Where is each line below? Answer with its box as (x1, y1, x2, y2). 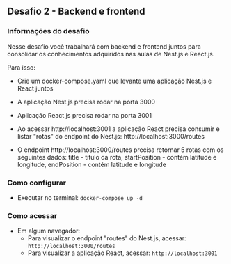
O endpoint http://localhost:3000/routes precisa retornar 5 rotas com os (17, 146, 224, 154)
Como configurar (7, 178, 67, 187)
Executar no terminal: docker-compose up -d (17, 193, 143, 201)
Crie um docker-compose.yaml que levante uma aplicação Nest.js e (17, 77, 212, 85)
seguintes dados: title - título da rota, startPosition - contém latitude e (17, 153, 217, 161)
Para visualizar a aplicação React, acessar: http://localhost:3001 (27, 249, 218, 257)
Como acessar (7, 210, 58, 220)
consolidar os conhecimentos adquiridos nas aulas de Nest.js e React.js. (7, 49, 215, 58)
